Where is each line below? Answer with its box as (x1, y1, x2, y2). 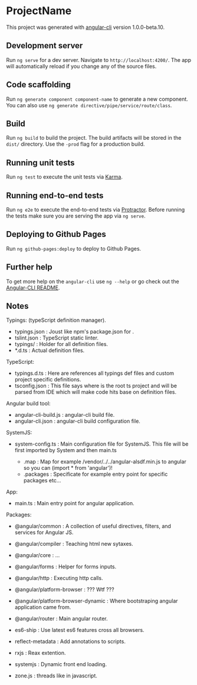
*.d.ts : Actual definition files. (14, 347, 85, 354)
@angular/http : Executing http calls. (14, 575, 103, 582)
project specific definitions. (14, 376, 81, 383)
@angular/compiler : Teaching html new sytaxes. (14, 541, 134, 548)
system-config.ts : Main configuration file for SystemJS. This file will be (14, 440, 189, 447)
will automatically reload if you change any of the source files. (6, 62, 157, 70)
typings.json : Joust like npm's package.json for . (14, 328, 134, 335)
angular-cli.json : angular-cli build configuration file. (14, 417, 140, 425)
